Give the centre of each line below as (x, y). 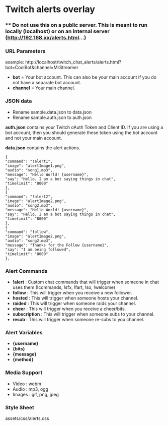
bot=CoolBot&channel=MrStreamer (42, 68)
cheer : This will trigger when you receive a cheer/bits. (69, 309)
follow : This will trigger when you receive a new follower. (72, 293)
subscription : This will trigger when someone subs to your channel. (83, 314)
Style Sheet (20, 407)
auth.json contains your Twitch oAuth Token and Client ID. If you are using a (84, 127)
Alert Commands (26, 271)
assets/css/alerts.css (27, 418)
